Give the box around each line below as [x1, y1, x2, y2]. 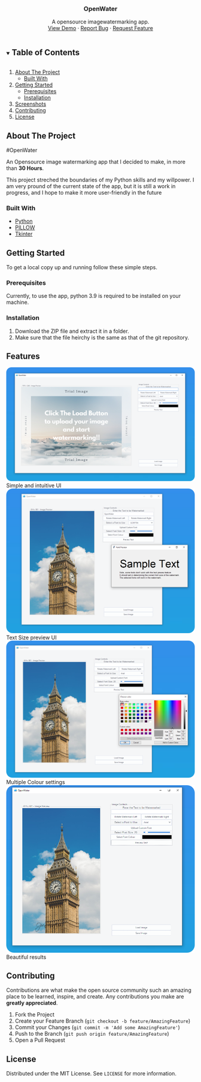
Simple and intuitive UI [6, 482, 62, 489]
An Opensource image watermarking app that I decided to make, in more [6, 158, 185, 165]
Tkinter [14, 230, 33, 238]
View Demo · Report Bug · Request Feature [47, 25, 154, 32]
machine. [6, 299, 29, 306]
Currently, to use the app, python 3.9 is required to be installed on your [6, 293, 181, 300]
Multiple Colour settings [6, 779, 65, 786]
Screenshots [14, 100, 47, 108]
